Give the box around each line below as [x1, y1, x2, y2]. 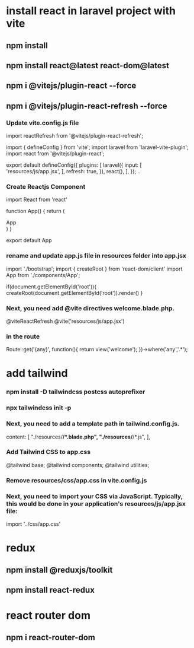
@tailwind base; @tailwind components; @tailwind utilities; [6, 461, 150, 468]
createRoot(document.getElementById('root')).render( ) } [6, 289, 143, 296]
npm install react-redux [6, 585, 95, 595]
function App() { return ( [6, 208, 65, 215]
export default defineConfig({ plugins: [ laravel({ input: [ [6, 161, 142, 169]
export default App [6, 237, 52, 244]
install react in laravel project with [6, 4, 176, 18]
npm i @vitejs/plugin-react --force [6, 81, 137, 91]
